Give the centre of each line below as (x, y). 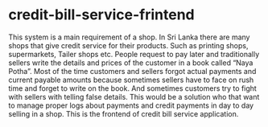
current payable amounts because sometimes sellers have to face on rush (131, 80)
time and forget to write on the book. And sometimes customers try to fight (133, 88)
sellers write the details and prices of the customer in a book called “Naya (131, 63)
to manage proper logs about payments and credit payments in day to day (131, 105)
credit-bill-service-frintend (101, 15)
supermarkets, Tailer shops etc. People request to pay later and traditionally (134, 54)
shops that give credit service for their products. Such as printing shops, (128, 45)
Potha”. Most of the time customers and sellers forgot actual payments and (132, 71)
